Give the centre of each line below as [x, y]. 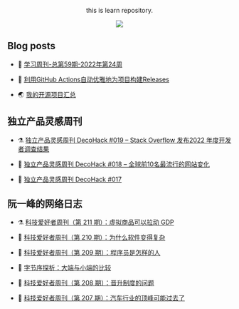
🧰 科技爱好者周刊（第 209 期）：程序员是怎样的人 [89, 253]
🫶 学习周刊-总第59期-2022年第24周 [70, 64]
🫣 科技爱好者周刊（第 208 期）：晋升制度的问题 [86, 283]
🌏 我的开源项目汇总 [47, 94]
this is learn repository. [119, 10]
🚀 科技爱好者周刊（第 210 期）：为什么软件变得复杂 [91, 238]
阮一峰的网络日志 [45, 204]
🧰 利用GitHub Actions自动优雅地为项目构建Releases [93, 79]
